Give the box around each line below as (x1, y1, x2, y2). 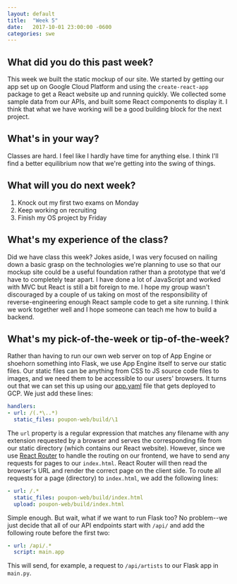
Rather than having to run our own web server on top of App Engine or (7, 352, 212, 360)
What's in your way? (7, 133, 99, 145)
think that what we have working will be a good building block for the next (7, 105, 222, 114)
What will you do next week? (7, 179, 136, 191)
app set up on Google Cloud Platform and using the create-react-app (7, 83, 209, 91)
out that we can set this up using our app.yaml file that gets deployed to (7, 382, 217, 391)
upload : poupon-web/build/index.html (13, 501, 125, 508)
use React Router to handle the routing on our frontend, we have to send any (7, 451, 230, 460)
